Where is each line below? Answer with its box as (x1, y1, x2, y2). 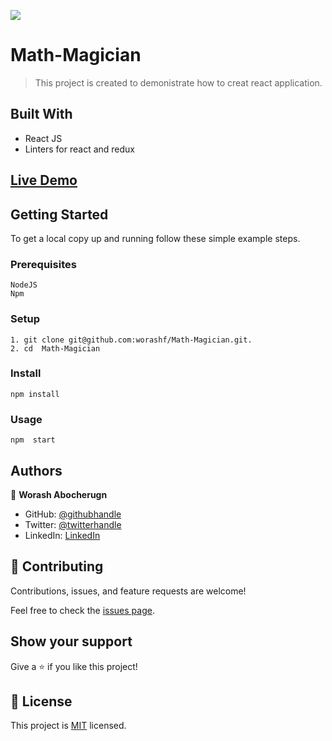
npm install (10, 389, 60, 399)
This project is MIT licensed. (10, 720, 127, 732)
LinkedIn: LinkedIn (24, 529, 101, 541)
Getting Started (10, 206, 109, 223)
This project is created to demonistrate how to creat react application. (34, 76, 323, 89)
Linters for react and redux (24, 143, 136, 155)
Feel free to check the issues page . (10, 604, 155, 616)
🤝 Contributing (10, 558, 104, 575)
